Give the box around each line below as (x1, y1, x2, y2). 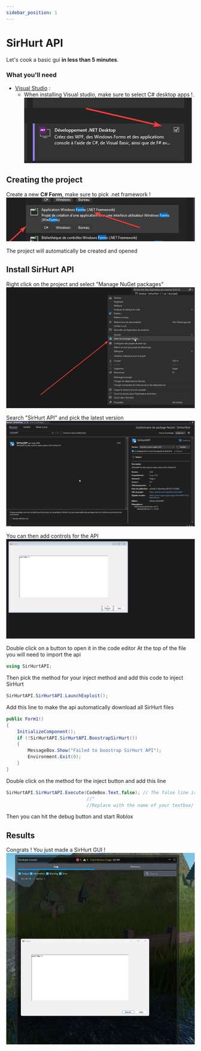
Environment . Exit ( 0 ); (28, 754, 82, 760)
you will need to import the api (6, 651, 81, 658)
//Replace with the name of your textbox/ (86, 802, 194, 808)
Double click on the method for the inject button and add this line (6, 777, 166, 784)
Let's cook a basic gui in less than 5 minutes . (6, 56, 119, 63)
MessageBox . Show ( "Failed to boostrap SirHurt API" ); (28, 748, 162, 754)
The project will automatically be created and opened (6, 247, 138, 254)
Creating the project (6, 175, 83, 185)
